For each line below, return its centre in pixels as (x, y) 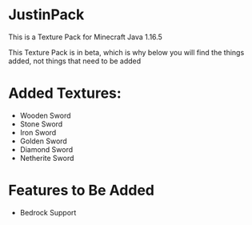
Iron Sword (38, 132)
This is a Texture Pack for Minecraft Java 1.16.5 (85, 37)
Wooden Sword (45, 115)
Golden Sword (44, 141)
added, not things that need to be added (75, 61)
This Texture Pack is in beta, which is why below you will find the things (126, 52)
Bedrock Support (48, 212)
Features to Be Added (81, 191)
